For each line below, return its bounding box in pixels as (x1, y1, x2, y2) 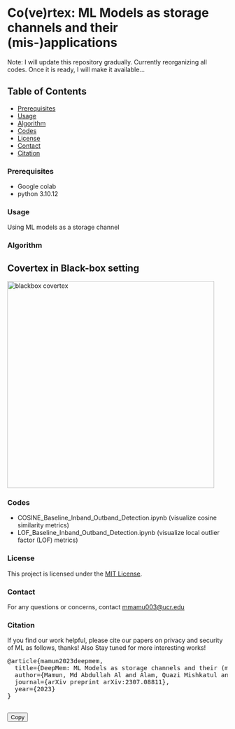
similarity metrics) (17, 521, 70, 529)
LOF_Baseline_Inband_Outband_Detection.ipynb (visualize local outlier (17, 529, 220, 537)
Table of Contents (7, 85, 87, 97)
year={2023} (14, 685, 56, 693)
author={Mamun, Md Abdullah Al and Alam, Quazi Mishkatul (14, 671, 218, 679)
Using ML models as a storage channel (7, 223, 120, 232)
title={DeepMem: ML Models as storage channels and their (14, 664, 218, 672)
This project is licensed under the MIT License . (7, 569, 143, 578)
